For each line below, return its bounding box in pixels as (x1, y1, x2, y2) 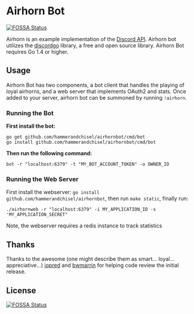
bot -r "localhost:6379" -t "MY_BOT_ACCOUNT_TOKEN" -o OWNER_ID (6, 161, 170, 168)
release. (6, 268, 26, 275)
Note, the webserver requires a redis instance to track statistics (6, 222, 162, 229)
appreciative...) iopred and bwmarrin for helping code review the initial (6, 261, 179, 269)
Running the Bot (6, 109, 54, 117)
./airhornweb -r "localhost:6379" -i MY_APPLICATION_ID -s (6, 207, 156, 213)
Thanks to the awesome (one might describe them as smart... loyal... (6, 255, 175, 263)
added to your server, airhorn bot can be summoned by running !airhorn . (6, 94, 187, 101)
